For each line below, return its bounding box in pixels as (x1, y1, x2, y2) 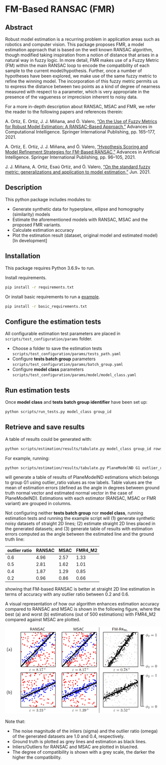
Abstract (5, 23, 33, 32)
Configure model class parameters (12, 367, 84, 373)
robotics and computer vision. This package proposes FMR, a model (5, 42, 144, 47)
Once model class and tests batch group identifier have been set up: (5, 399, 148, 405)
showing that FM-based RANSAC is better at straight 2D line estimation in (5, 586, 155, 592)
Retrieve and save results (5, 423, 85, 431)
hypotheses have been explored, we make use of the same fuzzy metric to (5, 73, 157, 79)
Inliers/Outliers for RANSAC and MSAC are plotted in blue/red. (12, 744, 139, 750)
